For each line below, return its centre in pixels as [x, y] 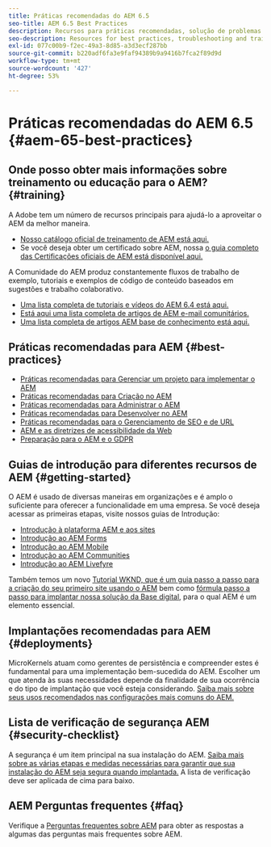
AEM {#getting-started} [70, 477]
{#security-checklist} [64, 735]
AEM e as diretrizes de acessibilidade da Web [96, 431]
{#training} [37, 195]
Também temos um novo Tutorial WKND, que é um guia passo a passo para [134, 579]
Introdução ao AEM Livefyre [67, 564]
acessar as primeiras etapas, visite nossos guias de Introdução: [114, 514]
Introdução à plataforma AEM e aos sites [88, 529]
